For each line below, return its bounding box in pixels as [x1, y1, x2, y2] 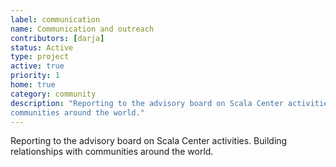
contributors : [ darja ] [10, 33, 105, 43]
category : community [10, 89, 97, 99]
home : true [10, 80, 56, 90]
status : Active [10, 42, 74, 53]
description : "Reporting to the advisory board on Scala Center [10, 98, 284, 108]
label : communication [10, 14, 101, 25]
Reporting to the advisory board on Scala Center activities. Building [10, 135, 288, 147]
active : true [10, 61, 65, 71]
